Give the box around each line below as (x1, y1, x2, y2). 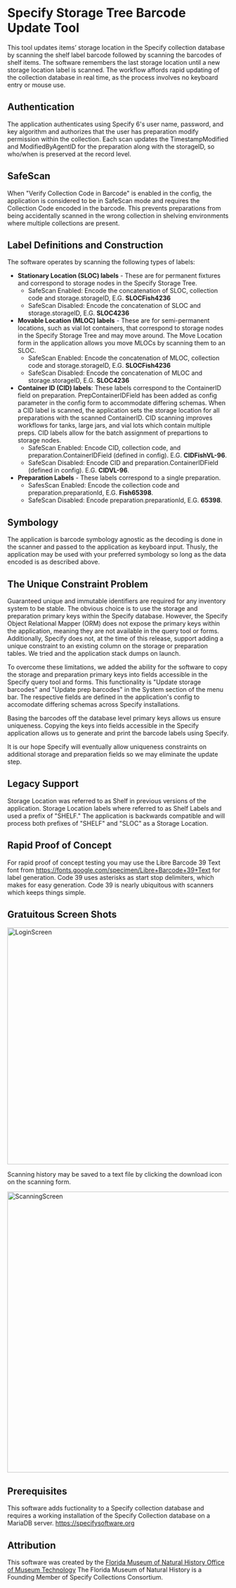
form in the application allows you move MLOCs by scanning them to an (17, 339, 226, 347)
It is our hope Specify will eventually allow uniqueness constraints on (7, 743, 207, 751)
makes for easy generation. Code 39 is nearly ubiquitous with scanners (7, 881, 214, 889)
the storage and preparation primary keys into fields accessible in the (7, 671, 209, 678)
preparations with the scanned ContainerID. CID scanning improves (17, 414, 213, 422)
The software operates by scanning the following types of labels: (7, 258, 195, 266)
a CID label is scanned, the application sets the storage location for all (17, 407, 220, 415)
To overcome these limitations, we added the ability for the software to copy (7, 663, 228, 671)
